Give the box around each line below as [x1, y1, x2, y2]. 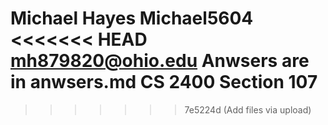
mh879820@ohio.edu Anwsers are [10, 50, 310, 72]
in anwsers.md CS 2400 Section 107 [10, 71, 318, 94]
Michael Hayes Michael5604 [10, 7, 254, 30]
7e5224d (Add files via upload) [184, 103, 312, 116]
